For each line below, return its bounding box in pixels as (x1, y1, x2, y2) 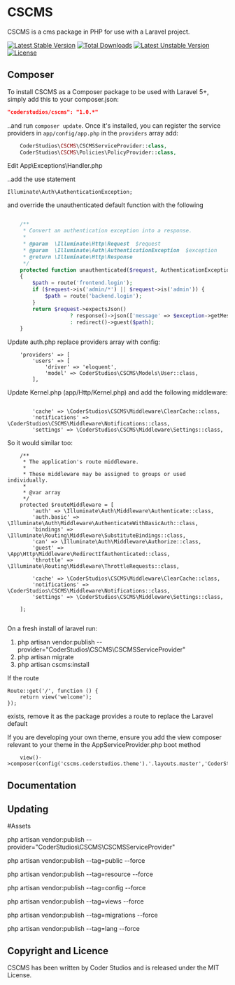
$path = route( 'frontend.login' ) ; (32, 279, 133, 286)
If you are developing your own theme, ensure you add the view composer (7, 733, 222, 741)
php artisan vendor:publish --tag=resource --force (7, 870, 154, 878)
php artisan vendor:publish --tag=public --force (7, 857, 145, 865)
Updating (7, 803, 49, 815)
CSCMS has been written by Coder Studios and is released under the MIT (7, 963, 220, 972)
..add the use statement (7, 175, 76, 183)
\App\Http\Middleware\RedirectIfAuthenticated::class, (7, 550, 171, 558)
